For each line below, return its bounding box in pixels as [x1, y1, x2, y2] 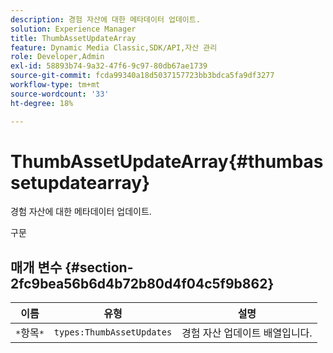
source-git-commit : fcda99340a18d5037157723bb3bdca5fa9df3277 [10, 71, 275, 81]
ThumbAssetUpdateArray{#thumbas [10, 150, 324, 173]
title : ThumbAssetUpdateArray [10, 33, 137, 43]
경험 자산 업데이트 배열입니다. [181, 326, 313, 340]
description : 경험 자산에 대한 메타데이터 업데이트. [10, 14, 201, 25]
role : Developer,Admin [10, 52, 105, 62]
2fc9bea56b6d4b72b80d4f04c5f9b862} [10, 275, 275, 292]
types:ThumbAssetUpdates [53, 327, 173, 338]
